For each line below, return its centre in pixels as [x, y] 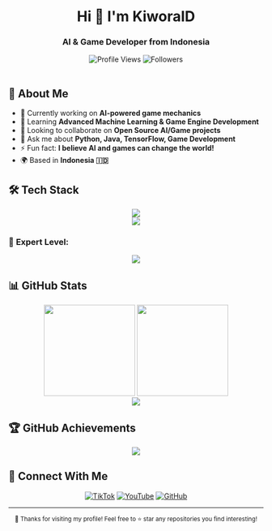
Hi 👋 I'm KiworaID [136, 17]
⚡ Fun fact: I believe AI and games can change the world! [117, 148]
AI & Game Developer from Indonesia [136, 42]
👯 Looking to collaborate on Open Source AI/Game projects [120, 131]
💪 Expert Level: [38, 242]
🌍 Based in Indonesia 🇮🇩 [64, 161]
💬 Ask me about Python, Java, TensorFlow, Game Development [128, 139]
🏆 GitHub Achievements [72, 428]
